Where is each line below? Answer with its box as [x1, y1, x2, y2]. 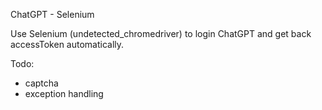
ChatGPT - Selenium [10, 9, 95, 20]
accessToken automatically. [10, 39, 125, 50]
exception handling [24, 88, 104, 99]
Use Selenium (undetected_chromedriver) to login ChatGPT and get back [10, 28, 312, 39]
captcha [24, 77, 59, 89]
